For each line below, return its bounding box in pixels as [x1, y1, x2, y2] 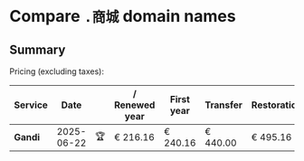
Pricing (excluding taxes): [9, 66, 105, 77]
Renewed [114, 99, 156, 111]
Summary [9, 42, 66, 57]
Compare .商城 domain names [9, 6, 237, 27]
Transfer [204, 99, 242, 111]
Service [14, 99, 48, 111]
